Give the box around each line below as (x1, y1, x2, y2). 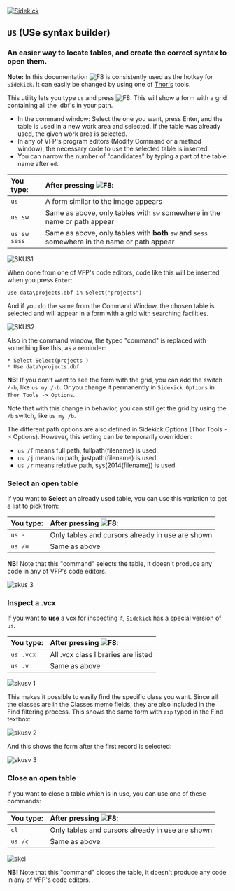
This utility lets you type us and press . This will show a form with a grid (7, 93, 227, 102)
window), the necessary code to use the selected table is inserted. (17, 144, 210, 153)
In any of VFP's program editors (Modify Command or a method (17, 137, 201, 145)
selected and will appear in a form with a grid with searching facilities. (7, 309, 208, 317)
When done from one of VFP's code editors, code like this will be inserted (7, 268, 220, 277)
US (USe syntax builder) (7, 27, 111, 39)
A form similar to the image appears (45, 196, 163, 206)
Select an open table (7, 478, 78, 488)
